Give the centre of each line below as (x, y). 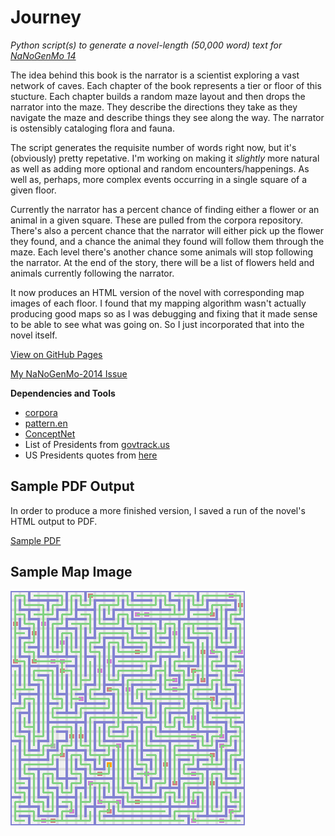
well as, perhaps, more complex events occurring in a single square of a (159, 179)
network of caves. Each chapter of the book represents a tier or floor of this (166, 85)
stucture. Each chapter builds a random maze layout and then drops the (158, 96)
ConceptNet (50, 433)
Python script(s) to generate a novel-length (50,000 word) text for (146, 45)
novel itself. (34, 335)
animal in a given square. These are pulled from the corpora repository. (157, 220)
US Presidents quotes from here (91, 455)
